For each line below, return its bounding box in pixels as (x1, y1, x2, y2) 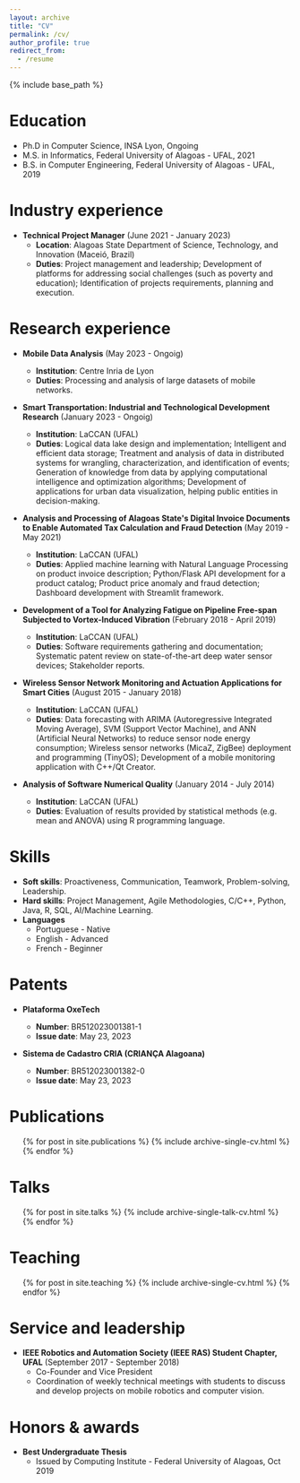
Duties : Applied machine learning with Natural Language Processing (35, 558, 288, 569)
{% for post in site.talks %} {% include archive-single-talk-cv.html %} (21, 1206, 279, 1217)
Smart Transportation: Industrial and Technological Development (21, 401, 270, 412)
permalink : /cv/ (9, 30, 70, 39)
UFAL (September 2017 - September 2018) (21, 1357, 180, 1367)
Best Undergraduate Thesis (21, 1446, 127, 1457)
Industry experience (9, 201, 164, 220)
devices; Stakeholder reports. (35, 660, 145, 670)
